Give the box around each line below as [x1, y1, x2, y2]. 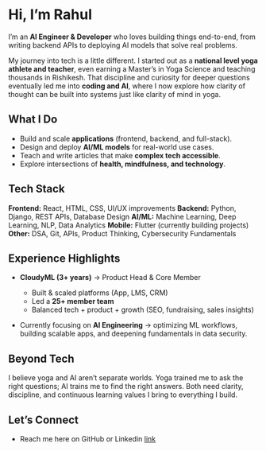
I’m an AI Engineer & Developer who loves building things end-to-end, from [8, 32, 256, 41]
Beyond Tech [8, 352, 75, 365]
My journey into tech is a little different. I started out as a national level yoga [8, 56, 258, 65]
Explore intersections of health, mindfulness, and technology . [19, 159, 226, 169]
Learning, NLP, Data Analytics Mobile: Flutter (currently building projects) [8, 220, 249, 230]
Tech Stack [8, 182, 65, 196]
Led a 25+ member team [31, 297, 114, 306]
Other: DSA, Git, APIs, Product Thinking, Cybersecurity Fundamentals [8, 228, 237, 238]
